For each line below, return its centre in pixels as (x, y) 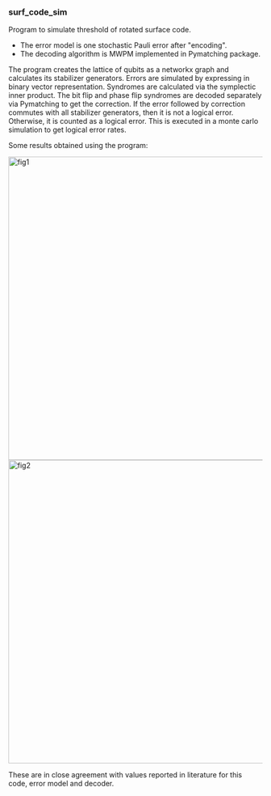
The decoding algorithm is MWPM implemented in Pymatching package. (140, 54)
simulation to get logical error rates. (67, 130)
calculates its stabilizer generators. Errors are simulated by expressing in (129, 78)
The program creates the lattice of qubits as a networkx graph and (119, 70)
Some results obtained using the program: (78, 146)
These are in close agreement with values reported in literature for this (125, 775)
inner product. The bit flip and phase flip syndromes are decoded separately (135, 95)
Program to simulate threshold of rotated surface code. (100, 30)
